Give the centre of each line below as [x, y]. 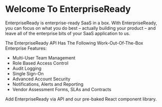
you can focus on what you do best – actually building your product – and [81, 28]
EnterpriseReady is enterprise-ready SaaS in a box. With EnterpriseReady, [81, 23]
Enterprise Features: [26, 48]
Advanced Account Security [41, 79]
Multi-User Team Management [44, 57]
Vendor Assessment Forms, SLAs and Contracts [62, 89]
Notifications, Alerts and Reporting [48, 84]
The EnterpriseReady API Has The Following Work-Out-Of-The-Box [74, 43]
